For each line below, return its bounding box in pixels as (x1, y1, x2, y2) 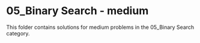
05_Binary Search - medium (6, 4, 149, 18)
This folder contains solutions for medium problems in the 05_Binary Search (6, 24, 195, 31)
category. (6, 29, 30, 37)
